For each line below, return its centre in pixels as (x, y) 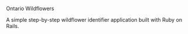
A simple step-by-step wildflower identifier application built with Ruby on (94, 20)
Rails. (13, 26)
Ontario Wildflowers (30, 8)
